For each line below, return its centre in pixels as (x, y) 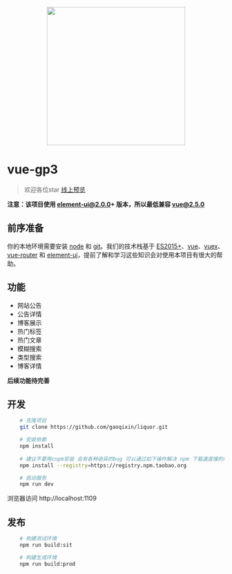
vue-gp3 (33, 170)
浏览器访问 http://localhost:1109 (52, 499)
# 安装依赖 (33, 440)
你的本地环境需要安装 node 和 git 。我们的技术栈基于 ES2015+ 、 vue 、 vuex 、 (116, 246)
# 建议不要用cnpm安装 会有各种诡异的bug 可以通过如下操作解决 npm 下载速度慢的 (121, 459)
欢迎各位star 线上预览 (55, 189)
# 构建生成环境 (38, 557)
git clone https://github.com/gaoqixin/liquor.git (94, 427)
